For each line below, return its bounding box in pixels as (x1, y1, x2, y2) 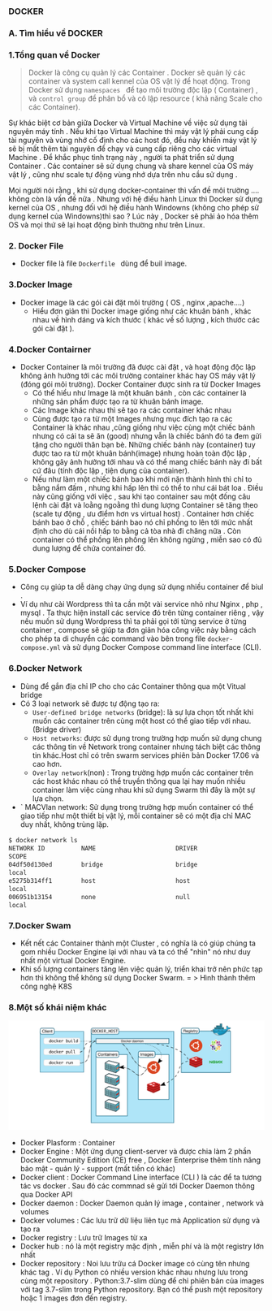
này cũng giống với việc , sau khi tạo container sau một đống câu (32, 491, 251, 501)
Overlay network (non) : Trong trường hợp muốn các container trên (32, 768, 254, 777)
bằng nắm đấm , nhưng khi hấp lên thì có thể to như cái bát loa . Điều (32, 483, 264, 493)
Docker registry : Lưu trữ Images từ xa (19, 1233, 148, 1243)
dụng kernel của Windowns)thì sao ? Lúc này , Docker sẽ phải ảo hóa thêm (8, 211, 259, 221)
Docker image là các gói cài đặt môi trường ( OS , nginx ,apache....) (19, 297, 245, 307)
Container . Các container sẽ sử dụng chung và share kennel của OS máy (8, 161, 254, 171)
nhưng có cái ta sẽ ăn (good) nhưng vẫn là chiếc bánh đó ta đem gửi (32, 431, 262, 441)
